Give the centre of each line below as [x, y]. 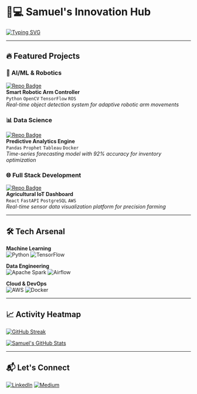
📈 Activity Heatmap [43, 314]
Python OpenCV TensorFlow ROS [41, 99]
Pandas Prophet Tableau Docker [43, 148]
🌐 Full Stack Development [44, 175]
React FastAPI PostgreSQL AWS [41, 201]
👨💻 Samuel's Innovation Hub [79, 12]
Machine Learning [29, 248]
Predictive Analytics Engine [40, 141]
